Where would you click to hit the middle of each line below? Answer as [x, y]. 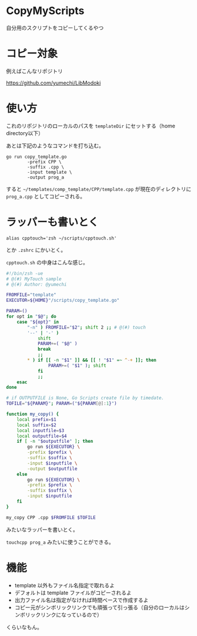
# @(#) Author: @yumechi [36, 284]
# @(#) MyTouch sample [34, 279]
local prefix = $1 [37, 419]
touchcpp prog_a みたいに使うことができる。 [60, 542]
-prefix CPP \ [44, 162]
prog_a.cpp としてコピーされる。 [46, 196]
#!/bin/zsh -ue [25, 273]
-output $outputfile [52, 469]
